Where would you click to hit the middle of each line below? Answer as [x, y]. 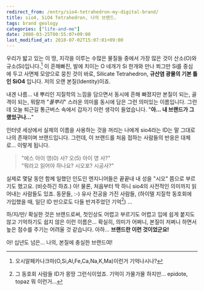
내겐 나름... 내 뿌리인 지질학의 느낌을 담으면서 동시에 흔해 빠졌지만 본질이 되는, [98, 94]
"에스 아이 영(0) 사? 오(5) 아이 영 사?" [66, 158]
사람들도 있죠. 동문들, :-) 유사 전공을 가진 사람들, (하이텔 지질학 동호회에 [107, 193]
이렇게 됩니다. [34, 145]
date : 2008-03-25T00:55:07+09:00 [49, 35]
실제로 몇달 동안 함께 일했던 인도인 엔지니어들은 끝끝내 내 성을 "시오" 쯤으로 [95, 178]
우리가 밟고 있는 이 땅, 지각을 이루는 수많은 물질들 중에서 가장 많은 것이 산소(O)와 [102, 58]
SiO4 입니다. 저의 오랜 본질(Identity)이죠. [62, 81]
